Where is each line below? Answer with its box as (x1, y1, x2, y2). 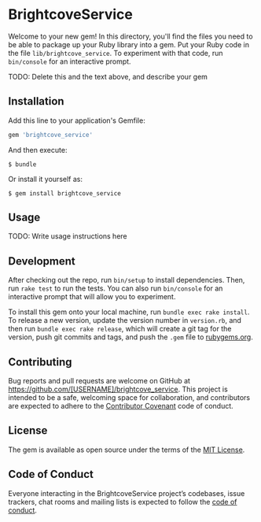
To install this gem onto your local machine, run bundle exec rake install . (8, 307, 250, 317)
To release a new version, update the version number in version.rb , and (8, 316, 242, 325)
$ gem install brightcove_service (8, 189, 122, 198)
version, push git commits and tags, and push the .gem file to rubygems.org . (8, 332, 254, 342)
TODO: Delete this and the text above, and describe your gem (8, 72, 208, 81)
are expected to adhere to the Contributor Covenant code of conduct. (8, 402, 233, 411)
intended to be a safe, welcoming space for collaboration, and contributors (8, 393, 250, 402)
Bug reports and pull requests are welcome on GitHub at (8, 376, 191, 386)
